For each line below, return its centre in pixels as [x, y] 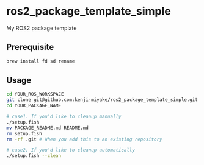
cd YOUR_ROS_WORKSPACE [35, 94]
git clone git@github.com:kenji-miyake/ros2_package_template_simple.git [102, 100]
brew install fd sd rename [41, 61]
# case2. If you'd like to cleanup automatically [71, 150]
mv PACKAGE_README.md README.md [47, 128]
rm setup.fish [24, 133]
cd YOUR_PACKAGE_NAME [34, 106]
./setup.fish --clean [34, 156]
